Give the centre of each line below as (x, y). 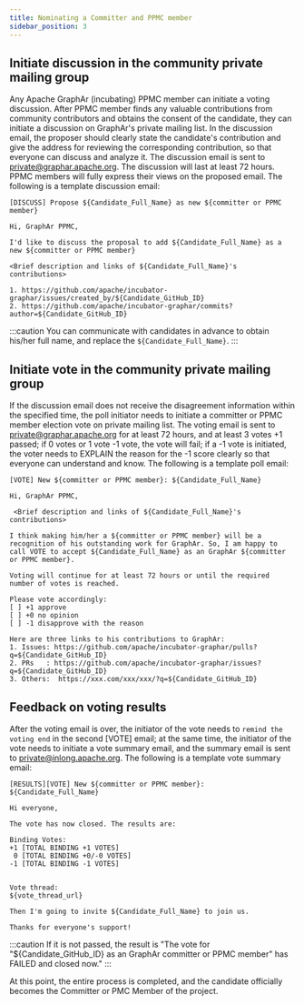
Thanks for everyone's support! (70, 927)
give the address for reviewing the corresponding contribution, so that (141, 147)
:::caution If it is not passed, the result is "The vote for (110, 944)
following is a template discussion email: (85, 186)
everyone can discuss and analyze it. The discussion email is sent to (137, 157)
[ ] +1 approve (38, 608)
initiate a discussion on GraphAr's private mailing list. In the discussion (141, 128)
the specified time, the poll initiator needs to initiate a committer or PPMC (146, 416)
